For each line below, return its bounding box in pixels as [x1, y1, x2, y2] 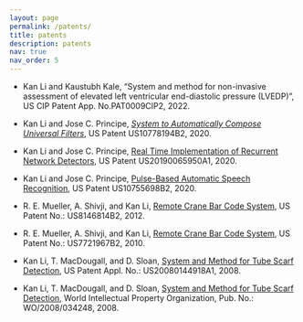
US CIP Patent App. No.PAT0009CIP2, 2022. [22, 101, 190, 111]
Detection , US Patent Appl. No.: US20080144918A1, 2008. [22, 265, 242, 275]
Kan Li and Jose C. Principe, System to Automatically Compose [22, 118, 262, 129]
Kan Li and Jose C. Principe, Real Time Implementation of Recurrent [22, 145, 278, 156]
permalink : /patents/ [9, 22, 92, 31]
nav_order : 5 [9, 56, 59, 65]
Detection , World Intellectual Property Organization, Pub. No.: [22, 293, 254, 303]
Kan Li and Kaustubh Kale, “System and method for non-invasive [22, 81, 266, 91]
